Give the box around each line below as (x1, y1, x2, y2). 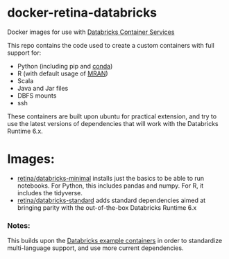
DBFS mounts (17, 91, 57, 100)
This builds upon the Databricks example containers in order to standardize (7, 237, 223, 245)
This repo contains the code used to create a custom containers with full (7, 41, 215, 49)
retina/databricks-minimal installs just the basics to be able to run (17, 174, 205, 182)
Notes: (7, 220, 31, 230)
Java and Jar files (17, 84, 69, 92)
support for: (7, 48, 42, 57)
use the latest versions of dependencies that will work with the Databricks (7, 119, 219, 127)
